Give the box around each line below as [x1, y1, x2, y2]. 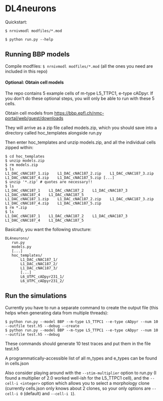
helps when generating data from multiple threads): [5, 310, 108, 316]
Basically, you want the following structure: [5, 226, 92, 232]
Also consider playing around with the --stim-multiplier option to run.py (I [5, 370, 157, 376]
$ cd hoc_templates [5, 154, 45, 159]
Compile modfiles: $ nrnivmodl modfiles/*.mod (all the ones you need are [5, 63, 153, 69]
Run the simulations [5, 292, 67, 300]
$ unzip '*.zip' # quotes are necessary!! [5, 179, 93, 184]
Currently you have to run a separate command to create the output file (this [5, 305, 159, 310]
